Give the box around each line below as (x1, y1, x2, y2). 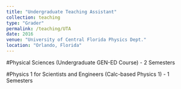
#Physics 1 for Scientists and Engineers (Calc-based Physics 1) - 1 (6, 70, 170, 78)
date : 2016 (6, 31, 34, 37)
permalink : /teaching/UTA (6, 25, 71, 32)
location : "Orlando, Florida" (6, 43, 82, 49)
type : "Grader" (6, 20, 44, 26)
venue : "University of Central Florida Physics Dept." (6, 37, 147, 43)
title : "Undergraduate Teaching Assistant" (6, 8, 117, 15)
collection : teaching (6, 14, 61, 20)
